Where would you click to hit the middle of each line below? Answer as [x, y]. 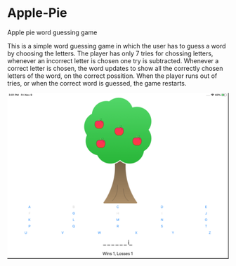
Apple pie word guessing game [52, 32]
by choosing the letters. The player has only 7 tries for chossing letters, [110, 53]
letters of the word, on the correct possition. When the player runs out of [112, 76]
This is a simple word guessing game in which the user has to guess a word [117, 46]
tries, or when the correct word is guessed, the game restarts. [97, 83]
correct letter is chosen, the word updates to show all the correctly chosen [115, 68]
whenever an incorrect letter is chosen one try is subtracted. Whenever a [113, 60]
